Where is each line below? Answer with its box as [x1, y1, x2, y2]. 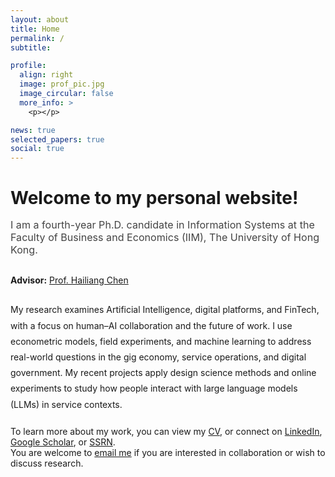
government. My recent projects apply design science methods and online [10, 367, 317, 379]
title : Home [10, 24, 60, 34]
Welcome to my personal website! [10, 187, 299, 210]
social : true [10, 144, 65, 154]
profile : [10, 61, 47, 71]
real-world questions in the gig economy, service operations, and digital [10, 351, 307, 363]
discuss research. [10, 457, 84, 469]
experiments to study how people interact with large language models [10, 382, 298, 395]
